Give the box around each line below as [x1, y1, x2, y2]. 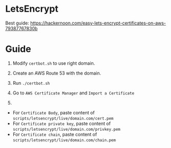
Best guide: [5, 20, 30, 26]
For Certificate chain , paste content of [12, 131, 97, 137]
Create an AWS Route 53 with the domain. [12, 70, 101, 76]
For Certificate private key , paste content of [12, 120, 111, 127]
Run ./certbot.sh [12, 80, 50, 86]
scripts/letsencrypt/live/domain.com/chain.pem [12, 137, 116, 143]
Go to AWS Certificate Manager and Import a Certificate [12, 90, 134, 96]
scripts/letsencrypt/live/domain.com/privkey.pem [12, 127, 121, 132]
